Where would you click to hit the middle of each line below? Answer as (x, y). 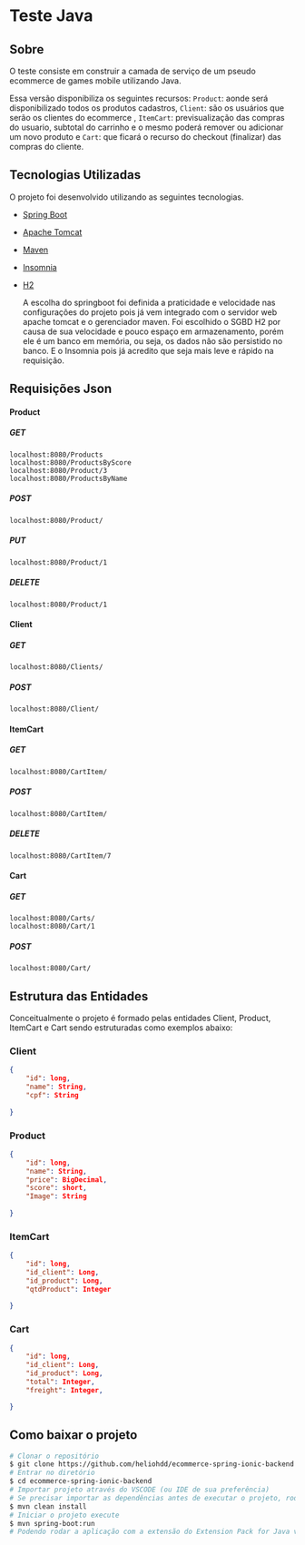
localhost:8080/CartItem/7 (60, 856)
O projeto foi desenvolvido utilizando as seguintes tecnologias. (127, 197)
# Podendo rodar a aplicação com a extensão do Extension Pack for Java (150, 1532)
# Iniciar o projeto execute (64, 1515)
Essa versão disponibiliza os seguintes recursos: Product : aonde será (139, 98)
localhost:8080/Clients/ (56, 667)
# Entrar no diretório (52, 1473)
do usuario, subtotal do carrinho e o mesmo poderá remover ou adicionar (147, 127)
